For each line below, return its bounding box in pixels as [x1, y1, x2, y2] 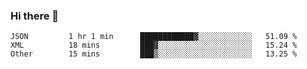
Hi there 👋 [10, 9, 60, 23]
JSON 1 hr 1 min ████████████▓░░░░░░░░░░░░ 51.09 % [10, 32, 298, 42]
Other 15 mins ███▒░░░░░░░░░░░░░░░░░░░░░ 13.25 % [10, 49, 298, 59]
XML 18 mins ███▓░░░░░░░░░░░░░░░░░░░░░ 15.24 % [10, 40, 298, 51]
